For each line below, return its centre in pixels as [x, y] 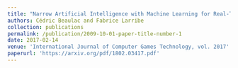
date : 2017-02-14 [33, 40]
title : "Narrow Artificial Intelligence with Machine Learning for [109, 14]
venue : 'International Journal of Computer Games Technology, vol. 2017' [119, 47]
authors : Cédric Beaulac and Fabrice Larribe [75, 21]
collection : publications [45, 27]
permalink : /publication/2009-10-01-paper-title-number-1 [95, 34]
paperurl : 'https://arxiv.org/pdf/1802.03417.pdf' [84, 54]
